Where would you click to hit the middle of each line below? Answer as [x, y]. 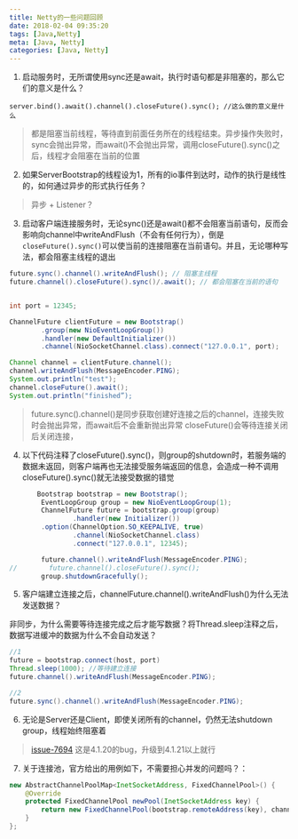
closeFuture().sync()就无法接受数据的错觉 [98, 477]
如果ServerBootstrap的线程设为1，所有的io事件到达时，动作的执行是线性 [154, 175]
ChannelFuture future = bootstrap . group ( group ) [130, 511]
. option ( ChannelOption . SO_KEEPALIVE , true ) [122, 527]
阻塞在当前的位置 [109, 156]
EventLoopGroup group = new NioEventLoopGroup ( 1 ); [137, 502]
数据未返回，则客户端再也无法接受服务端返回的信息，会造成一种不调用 [150, 466]
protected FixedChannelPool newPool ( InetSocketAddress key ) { [142, 802]
